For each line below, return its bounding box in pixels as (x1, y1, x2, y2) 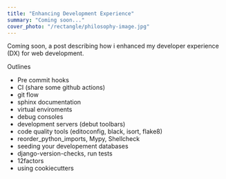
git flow (17, 91, 39, 99)
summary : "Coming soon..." (7, 17, 85, 23)
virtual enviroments (17, 105, 73, 114)
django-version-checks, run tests (17, 149, 113, 158)
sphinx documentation (17, 98, 82, 106)
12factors (17, 157, 44, 165)
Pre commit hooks (17, 76, 69, 84)
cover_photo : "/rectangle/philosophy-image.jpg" (7, 23, 150, 30)
